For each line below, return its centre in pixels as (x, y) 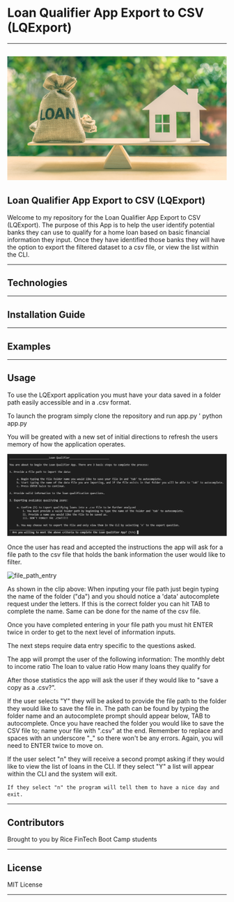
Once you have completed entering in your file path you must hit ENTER (110, 625)
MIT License (25, 885)
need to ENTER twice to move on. (55, 746)
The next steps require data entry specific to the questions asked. (102, 646)
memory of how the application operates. (67, 444)
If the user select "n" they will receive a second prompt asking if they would (116, 759)
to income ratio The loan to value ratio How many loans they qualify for (109, 667)
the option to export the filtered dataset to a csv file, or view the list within (113, 247)
